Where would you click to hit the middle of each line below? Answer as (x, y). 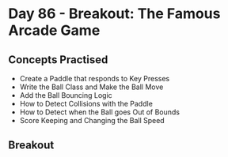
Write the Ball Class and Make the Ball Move (91, 87)
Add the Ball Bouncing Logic (66, 95)
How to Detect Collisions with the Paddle (86, 104)
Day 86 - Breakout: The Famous (114, 14)
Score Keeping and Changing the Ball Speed (92, 120)
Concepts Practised (58, 60)
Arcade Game (54, 30)
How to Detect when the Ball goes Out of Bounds (100, 112)
